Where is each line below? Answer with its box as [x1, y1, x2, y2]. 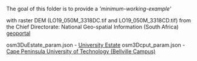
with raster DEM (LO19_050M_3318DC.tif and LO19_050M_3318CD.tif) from [6, 17, 192, 24]
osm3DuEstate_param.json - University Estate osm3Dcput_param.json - [6, 42, 186, 48]
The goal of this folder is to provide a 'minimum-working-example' [6, 5, 172, 12]
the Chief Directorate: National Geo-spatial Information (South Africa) [6, 24, 179, 30]
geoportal [6, 30, 31, 37]
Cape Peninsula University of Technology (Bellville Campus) [6, 48, 156, 55]
